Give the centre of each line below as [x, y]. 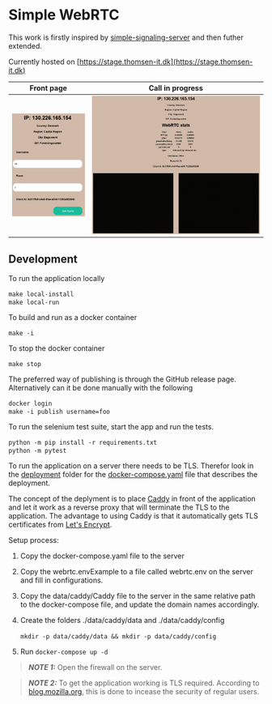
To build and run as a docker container [73, 318]
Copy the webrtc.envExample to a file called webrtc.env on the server [136, 572]
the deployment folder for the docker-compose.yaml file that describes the [133, 475]
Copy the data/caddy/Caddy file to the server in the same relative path [138, 596]
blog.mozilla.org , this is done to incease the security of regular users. [144, 692]
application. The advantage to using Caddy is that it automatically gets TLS [134, 516]
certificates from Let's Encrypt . [60, 525]
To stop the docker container [57, 348]
